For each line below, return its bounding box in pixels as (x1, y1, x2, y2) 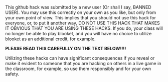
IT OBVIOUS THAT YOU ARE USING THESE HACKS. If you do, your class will (5, 25, 163, 31)
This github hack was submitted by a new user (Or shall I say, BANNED (5, 4, 151, 10)
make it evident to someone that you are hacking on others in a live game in (5, 61, 161, 66)
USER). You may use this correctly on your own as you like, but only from (5, 9, 156, 15)
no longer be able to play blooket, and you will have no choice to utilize (5, 31, 152, 36)
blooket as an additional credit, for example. (5, 36, 96, 42)
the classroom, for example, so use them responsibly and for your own (5, 66, 151, 72)
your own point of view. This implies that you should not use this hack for (5, 15, 156, 20)
